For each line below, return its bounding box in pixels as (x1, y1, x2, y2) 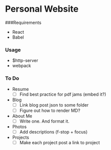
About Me (12, 113, 33, 119)
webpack (12, 63, 31, 69)
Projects (12, 134, 29, 140)
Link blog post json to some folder (19, 102, 89, 108)
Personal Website (5, 3, 79, 15)
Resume (12, 86, 29, 92)
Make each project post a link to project (19, 139, 100, 145)
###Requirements (5, 20, 42, 25)
